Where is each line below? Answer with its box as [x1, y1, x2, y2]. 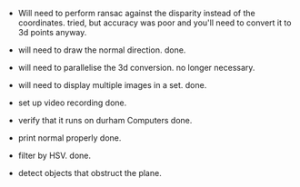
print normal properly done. [17, 133, 122, 143]
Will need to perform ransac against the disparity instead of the [17, 8, 256, 18]
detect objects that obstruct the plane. [17, 168, 162, 178]
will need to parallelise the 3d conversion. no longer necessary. [17, 63, 255, 73]
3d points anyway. [17, 27, 87, 37]
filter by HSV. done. [17, 150, 91, 161]
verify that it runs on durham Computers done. [17, 115, 193, 125]
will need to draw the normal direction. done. [17, 44, 186, 55]
